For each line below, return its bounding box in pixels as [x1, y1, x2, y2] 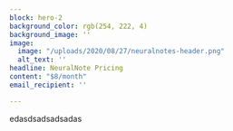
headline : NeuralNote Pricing [9, 64, 124, 73]
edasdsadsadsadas [9, 113, 83, 124]
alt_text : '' [17, 55, 67, 64]
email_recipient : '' [9, 80, 88, 89]
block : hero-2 [9, 13, 63, 23]
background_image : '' [9, 30, 92, 39]
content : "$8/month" [9, 72, 88, 81]
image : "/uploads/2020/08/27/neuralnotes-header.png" [17, 47, 225, 56]
